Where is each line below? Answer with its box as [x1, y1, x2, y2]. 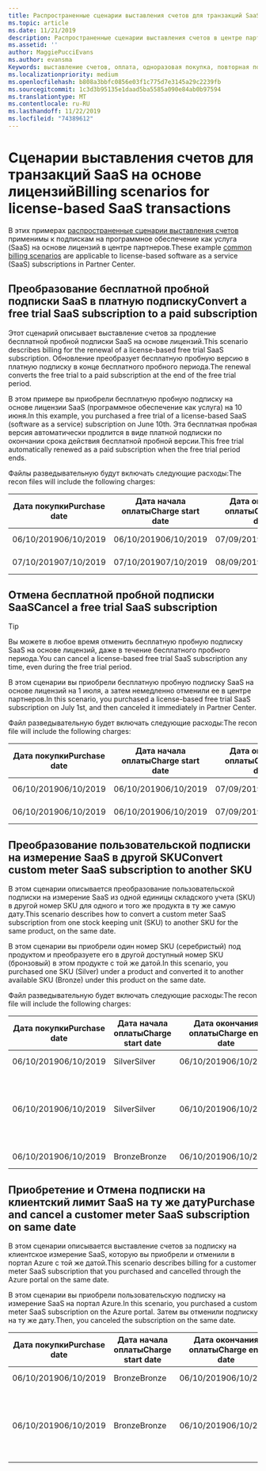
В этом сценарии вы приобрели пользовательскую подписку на [8, 1290, 226, 1300]
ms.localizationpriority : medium [8, 71, 119, 78]
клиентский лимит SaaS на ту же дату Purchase [8, 1195, 256, 1209]
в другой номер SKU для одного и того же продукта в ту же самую [8, 901, 236, 911]
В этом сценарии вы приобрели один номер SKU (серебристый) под [8, 942, 241, 951]
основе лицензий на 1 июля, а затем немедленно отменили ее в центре [8, 686, 252, 696]
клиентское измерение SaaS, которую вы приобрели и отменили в [8, 1250, 235, 1259]
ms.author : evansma [8, 56, 73, 64]
